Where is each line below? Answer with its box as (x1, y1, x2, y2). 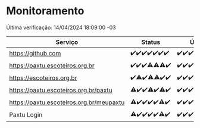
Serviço (55, 38, 79, 46)
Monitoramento (6, 4, 85, 18)
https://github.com (9, 49, 61, 58)
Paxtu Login (9, 111, 43, 119)
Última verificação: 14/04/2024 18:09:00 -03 (6, 24, 116, 31)
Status (141, 38, 161, 46)
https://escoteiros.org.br (9, 74, 77, 82)
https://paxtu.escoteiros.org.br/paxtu (9, 86, 113, 95)
